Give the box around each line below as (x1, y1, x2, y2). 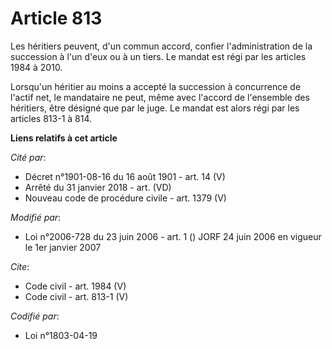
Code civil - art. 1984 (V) (24, 280, 127, 292)
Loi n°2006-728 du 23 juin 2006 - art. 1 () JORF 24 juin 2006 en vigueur (24, 230, 322, 242)
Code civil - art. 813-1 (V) (24, 290, 129, 302)
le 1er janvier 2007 (24, 241, 102, 253)
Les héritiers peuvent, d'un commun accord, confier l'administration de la (10, 40, 313, 52)
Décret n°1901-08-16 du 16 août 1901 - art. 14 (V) (24, 170, 226, 182)
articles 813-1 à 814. (10, 112, 93, 124)
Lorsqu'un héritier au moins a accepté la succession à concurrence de (10, 80, 302, 92)
